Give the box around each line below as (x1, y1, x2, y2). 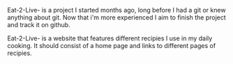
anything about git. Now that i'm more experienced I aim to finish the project (7, 13, 227, 22)
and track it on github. (7, 21, 71, 29)
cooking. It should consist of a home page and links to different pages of (7, 42, 216, 49)
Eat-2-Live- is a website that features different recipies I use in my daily (7, 34, 213, 42)
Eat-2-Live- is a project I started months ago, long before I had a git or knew (7, 6, 226, 14)
